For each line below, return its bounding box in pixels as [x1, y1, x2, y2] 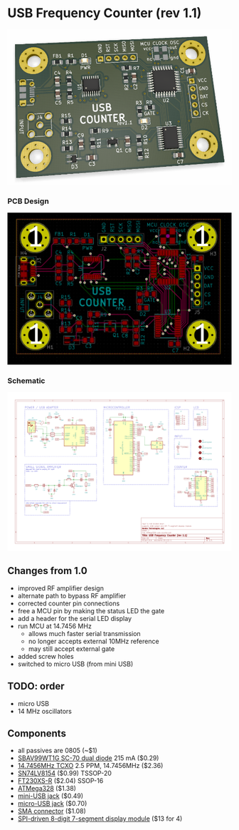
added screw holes [17, 652, 74, 660]
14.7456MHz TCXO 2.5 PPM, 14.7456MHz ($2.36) [17, 762, 164, 770]
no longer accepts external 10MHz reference [28, 637, 159, 645]
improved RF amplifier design [17, 583, 105, 593]
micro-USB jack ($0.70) [17, 799, 87, 808]
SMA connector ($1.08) [17, 807, 87, 816]
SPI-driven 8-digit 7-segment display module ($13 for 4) [17, 814, 183, 823]
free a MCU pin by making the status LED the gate [17, 606, 165, 615]
